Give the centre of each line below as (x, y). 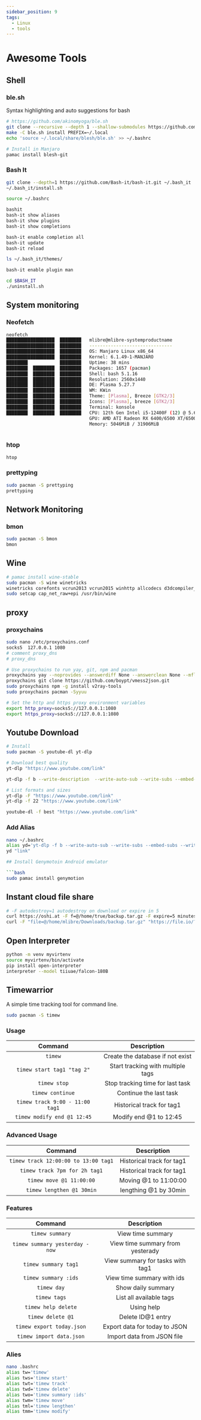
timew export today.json (51, 1327)
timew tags (51, 1298)
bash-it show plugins (33, 221)
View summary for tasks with (145, 1261)
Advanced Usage (32, 1135)
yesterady (145, 1251)
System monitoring (43, 305)
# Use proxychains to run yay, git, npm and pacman (72, 670)
